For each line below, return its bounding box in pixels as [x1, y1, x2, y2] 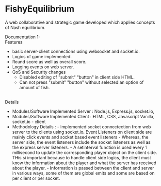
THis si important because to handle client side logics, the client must [12, 155, 151, 160]
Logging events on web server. [12, 64, 74, 70]
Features [5, 39, 23, 45]
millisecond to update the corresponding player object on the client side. [12, 149, 157, 155]
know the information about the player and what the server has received [12, 160, 157, 166]
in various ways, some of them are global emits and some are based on [12, 170, 155, 176]
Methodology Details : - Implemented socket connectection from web [12, 124, 151, 129]
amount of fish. [19, 84, 50, 90]
